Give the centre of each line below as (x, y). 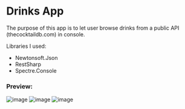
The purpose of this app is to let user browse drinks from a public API (93, 28)
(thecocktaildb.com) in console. (46, 34)
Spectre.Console (36, 70)
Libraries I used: (26, 46)
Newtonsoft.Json (36, 58)
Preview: (20, 86)
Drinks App (35, 11)
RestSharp (28, 64)
